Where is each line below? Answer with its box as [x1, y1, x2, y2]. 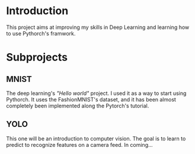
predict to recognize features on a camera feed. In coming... [6, 141, 153, 148]
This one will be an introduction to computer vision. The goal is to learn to [6, 135, 186, 142]
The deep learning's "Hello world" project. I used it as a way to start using [6, 90, 187, 97]
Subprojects [6, 51, 68, 64]
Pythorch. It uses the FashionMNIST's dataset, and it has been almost [6, 96, 177, 103]
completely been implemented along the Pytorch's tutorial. [6, 102, 149, 109]
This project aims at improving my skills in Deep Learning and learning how [6, 24, 190, 31]
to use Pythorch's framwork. [6, 30, 76, 37]
